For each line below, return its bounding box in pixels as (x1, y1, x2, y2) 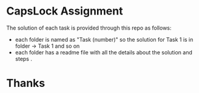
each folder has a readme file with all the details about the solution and (15, 48, 192, 56)
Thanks (6, 77, 46, 90)
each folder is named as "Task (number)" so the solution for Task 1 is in (15, 36, 194, 43)
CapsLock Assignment (6, 4, 123, 18)
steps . (15, 55, 32, 62)
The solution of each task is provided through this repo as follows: (6, 24, 172, 31)
